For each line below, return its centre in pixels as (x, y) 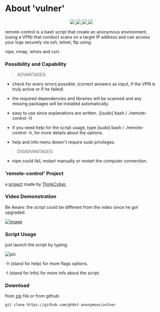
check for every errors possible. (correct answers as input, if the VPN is (84, 84)
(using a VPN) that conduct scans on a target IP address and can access (78, 37)
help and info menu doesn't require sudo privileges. (64, 142)
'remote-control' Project (34, 173)
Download (17, 285)
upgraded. (15, 212)
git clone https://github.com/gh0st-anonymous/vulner (61, 305)
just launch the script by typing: (37, 245)
